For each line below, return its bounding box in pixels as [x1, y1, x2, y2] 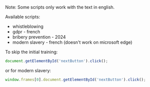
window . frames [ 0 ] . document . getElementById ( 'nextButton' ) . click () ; [5, 77, 146, 82]
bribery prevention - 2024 [12, 34, 66, 40]
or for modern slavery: [5, 67, 51, 74]
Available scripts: [5, 14, 40, 19]
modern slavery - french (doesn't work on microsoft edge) [12, 39, 133, 45]
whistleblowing [12, 23, 44, 29]
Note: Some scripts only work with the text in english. [5, 4, 115, 10]
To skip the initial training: [5, 49, 58, 55]
